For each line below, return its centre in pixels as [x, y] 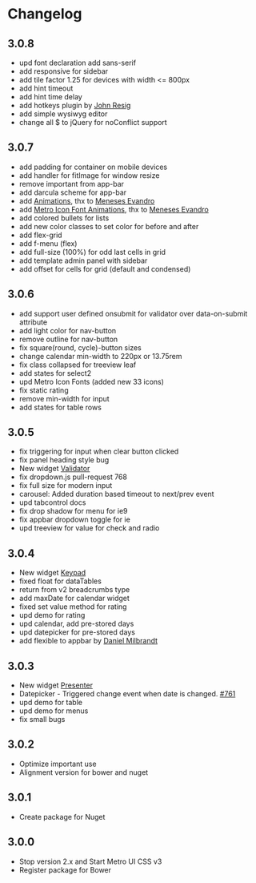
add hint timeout [46, 88]
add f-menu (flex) [48, 243]
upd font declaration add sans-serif [78, 62]
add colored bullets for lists [64, 218]
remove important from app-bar [72, 183]
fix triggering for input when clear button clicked [99, 452]
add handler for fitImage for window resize [89, 175]
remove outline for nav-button [68, 339]
